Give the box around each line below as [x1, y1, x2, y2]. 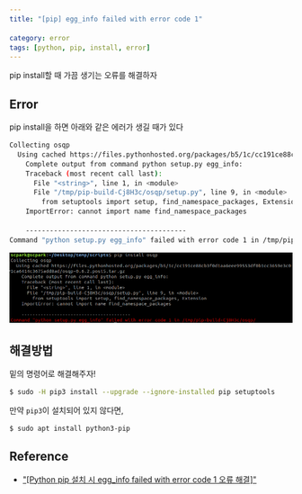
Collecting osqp [9, 140, 70, 150]
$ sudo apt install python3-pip [9, 424, 130, 433]
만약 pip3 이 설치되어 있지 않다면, [9, 405, 124, 416]
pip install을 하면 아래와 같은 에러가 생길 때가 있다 [9, 121, 184, 132]
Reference [9, 449, 69, 464]
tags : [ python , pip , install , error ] [9, 43, 151, 52]
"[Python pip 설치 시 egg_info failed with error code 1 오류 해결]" [22, 473, 257, 485]
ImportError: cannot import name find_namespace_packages [25, 207, 247, 216]
